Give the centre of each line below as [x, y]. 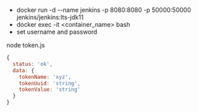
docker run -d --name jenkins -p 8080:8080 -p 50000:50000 [104, 10]
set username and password [57, 32]
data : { [24, 70]
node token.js [26, 45]
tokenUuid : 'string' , [49, 83]
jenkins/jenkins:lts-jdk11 [50, 17]
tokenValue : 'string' [49, 90]
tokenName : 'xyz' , [45, 77]
